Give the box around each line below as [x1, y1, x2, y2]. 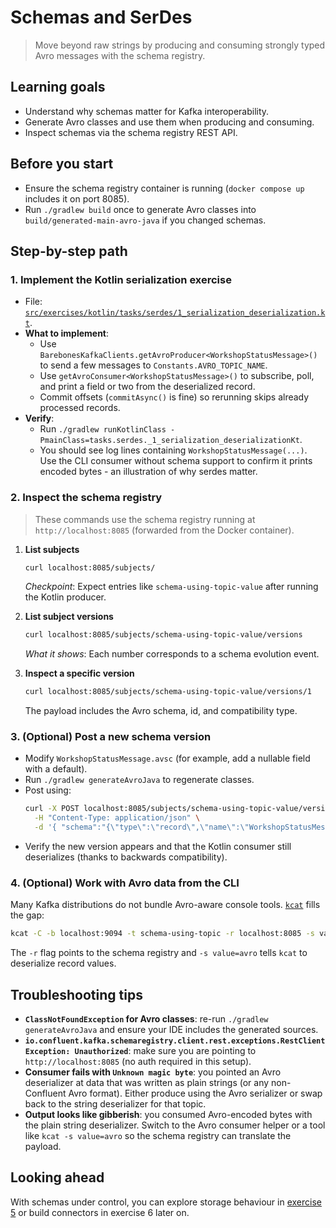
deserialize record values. [10, 957, 117, 970]
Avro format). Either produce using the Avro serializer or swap [68, 1087, 323, 1100]
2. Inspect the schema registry [10, 491, 163, 505]
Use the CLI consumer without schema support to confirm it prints [39, 455, 313, 467]
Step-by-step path [10, 242, 128, 260]
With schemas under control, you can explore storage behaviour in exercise [10, 1196, 322, 1208]
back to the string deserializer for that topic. [24, 1098, 207, 1110]
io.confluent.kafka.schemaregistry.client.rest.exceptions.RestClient [24, 1036, 326, 1046]
